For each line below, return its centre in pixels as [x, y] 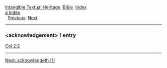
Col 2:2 [13, 46]
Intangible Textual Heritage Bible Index [46, 7]
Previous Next [22, 18]
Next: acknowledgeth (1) [30, 60]
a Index [13, 12]
